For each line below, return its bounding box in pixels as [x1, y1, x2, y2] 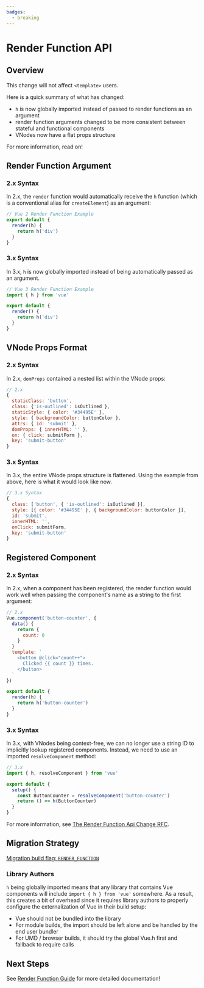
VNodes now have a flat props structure [15, 131, 116, 138]
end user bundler [15, 928, 59, 935]
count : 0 [22, 632, 45, 639]
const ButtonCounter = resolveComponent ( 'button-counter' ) [17, 792, 171, 799]
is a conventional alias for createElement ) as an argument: [6, 199, 151, 207]
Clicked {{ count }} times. [22, 660, 94, 667]
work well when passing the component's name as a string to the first [6, 591, 181, 599]
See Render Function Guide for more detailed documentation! [6, 975, 161, 982]
